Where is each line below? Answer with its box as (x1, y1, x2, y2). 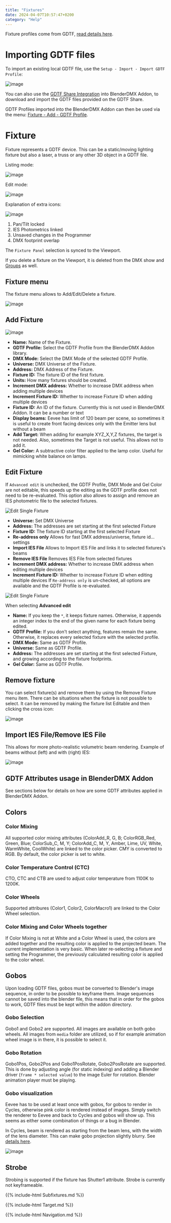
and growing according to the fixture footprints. (12, 656, 113, 662)
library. (12, 350, 28, 356)
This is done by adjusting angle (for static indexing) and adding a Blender (5, 1066, 159, 1072)
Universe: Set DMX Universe (12, 517, 74, 523)
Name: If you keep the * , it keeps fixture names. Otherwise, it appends (12, 612, 162, 618)
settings (12, 539, 30, 545)
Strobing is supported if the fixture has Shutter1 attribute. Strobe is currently (5, 1177, 165, 1183)
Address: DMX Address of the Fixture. (12, 366, 94, 372)
